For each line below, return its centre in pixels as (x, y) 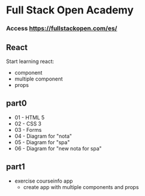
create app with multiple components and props (81, 187)
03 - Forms (28, 129)
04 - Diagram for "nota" (43, 136)
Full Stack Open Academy (70, 10)
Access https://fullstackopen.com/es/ (62, 29)
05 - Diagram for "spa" (42, 142)
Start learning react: (30, 61)
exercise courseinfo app (44, 181)
